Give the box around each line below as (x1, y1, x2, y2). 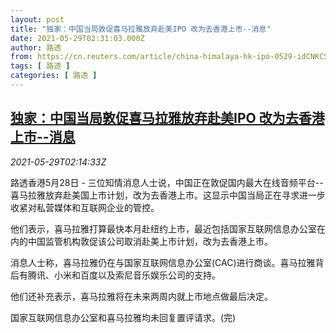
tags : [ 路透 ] (10, 61, 71, 71)
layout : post (10, 14, 65, 25)
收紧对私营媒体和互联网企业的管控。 (10, 201, 160, 213)
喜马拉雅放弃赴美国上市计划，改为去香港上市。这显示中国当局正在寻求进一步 (10, 189, 326, 201)
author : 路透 (10, 42, 62, 53)
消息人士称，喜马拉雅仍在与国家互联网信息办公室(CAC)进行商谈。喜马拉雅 (10, 256, 316, 268)
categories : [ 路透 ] (10, 71, 98, 81)
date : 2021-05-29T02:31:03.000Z (10, 33, 145, 43)
